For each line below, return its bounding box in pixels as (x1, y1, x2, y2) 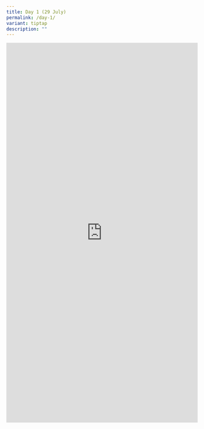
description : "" (6, 26, 47, 32)
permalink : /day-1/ (6, 15, 56, 21)
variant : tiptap (6, 20, 47, 26)
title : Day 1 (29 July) (6, 9, 67, 15)
